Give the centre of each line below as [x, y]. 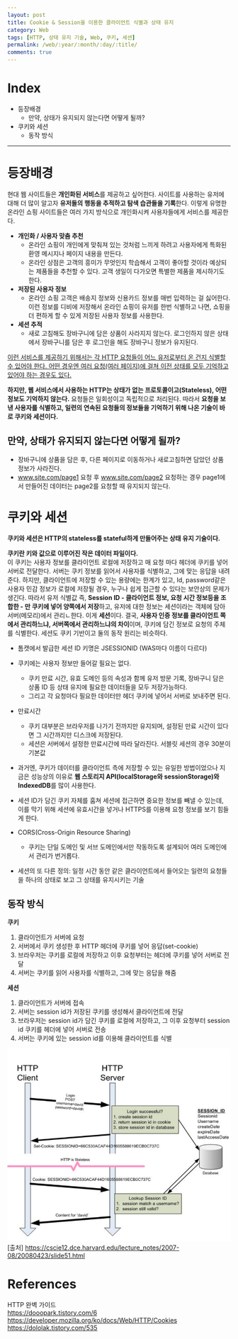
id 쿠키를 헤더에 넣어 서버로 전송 [62, 1029]
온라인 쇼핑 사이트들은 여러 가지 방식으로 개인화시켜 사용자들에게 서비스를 [109, 212]
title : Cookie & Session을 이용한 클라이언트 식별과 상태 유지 [91, 22]
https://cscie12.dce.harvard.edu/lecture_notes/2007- [102, 1248]
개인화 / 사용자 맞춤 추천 [50, 236]
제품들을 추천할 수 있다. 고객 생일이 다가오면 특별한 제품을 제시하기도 [130, 271]
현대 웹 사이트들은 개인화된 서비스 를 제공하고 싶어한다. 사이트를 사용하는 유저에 [116, 194]
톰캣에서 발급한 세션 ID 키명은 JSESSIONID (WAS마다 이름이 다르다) [112, 648]
